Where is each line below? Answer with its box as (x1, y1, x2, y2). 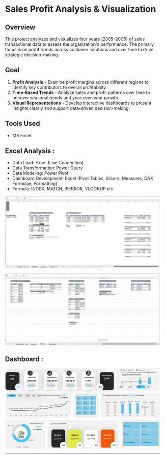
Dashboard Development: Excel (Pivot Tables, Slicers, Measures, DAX (12, 176, 154, 182)
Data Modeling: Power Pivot (12, 170, 69, 176)
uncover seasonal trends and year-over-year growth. (12, 94, 119, 100)
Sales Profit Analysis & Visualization (5, 3, 156, 15)
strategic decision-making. (5, 52, 59, 58)
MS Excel (12, 132, 31, 138)
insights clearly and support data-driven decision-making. (12, 105, 130, 111)
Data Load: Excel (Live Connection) (12, 160, 84, 166)
